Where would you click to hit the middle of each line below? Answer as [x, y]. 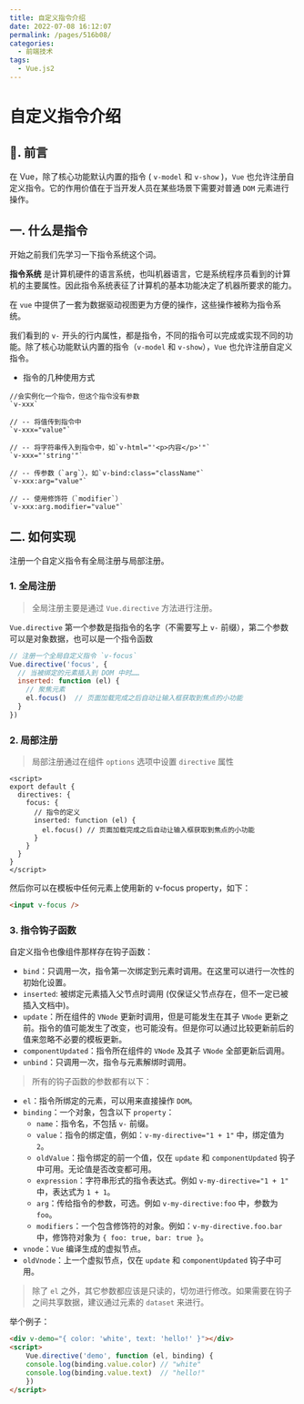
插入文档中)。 [48, 1005]
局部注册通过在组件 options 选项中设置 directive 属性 [133, 762]
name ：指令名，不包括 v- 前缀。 [95, 1124]
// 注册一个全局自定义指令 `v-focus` [73, 656]
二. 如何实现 [43, 537]
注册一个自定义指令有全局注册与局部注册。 [89, 560]
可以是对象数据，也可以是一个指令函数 [81, 638]
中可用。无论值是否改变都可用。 [96, 1169]
